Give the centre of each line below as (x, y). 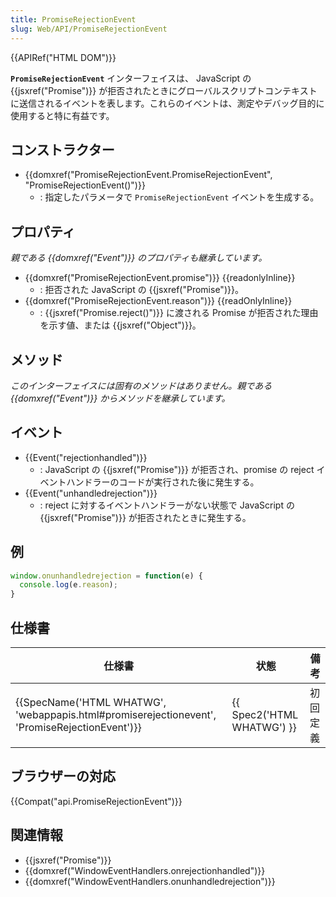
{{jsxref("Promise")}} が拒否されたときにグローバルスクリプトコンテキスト (164, 90)
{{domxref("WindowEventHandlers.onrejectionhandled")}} (145, 870)
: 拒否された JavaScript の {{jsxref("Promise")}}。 (141, 290)
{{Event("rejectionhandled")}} (86, 457)
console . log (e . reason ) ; (68, 585)
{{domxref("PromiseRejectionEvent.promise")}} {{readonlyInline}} (160, 278)
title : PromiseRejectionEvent (73, 19)
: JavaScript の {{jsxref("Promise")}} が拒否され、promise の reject (177, 469)
